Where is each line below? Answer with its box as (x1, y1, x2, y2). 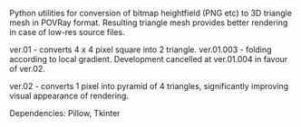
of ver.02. (9, 63, 45, 74)
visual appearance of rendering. (9, 90, 130, 101)
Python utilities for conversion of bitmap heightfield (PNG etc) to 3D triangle (9, 8, 293, 18)
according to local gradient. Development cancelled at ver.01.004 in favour (9, 54, 288, 64)
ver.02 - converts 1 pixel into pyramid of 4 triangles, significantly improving (9, 81, 289, 91)
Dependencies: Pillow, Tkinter (9, 108, 121, 118)
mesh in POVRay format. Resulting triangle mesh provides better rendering (9, 17, 288, 28)
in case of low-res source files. (9, 27, 125, 37)
